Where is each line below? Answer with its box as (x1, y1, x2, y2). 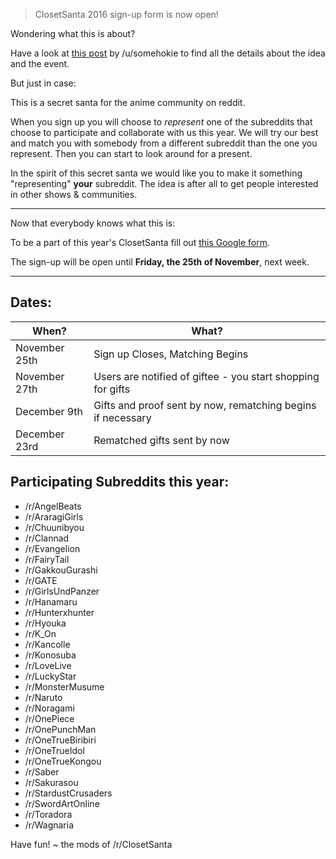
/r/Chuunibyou (24, 521, 85, 533)
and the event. (10, 58, 70, 69)
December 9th (15, 404, 83, 418)
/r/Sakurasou (24, 776, 79, 788)
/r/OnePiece (24, 712, 75, 724)
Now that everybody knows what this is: (10, 217, 176, 229)
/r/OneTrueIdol (24, 744, 85, 756)
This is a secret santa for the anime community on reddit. (10, 97, 246, 108)
